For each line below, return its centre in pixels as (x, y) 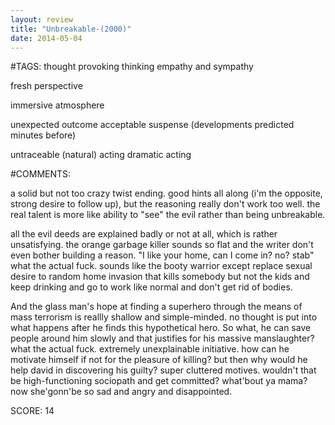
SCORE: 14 (32, 411)
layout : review (42, 19)
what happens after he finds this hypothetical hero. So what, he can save (161, 328)
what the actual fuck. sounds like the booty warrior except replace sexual (161, 266)
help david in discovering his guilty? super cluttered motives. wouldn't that (163, 370)
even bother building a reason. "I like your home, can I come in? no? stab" (162, 255)
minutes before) (43, 135)
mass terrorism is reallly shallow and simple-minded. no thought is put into (164, 317)
